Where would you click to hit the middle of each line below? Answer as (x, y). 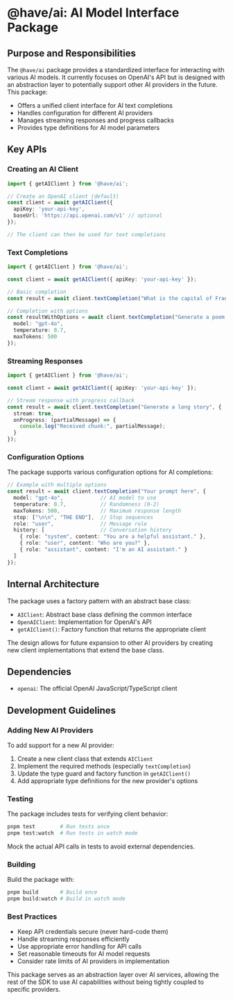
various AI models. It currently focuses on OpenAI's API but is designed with (116, 77)
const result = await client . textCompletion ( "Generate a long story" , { (114, 407)
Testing (20, 798)
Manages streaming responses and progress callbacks (96, 120)
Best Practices (32, 917)
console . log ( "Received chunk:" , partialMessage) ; (93, 426)
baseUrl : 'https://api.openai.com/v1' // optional (88, 216)
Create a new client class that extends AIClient (85, 759)
